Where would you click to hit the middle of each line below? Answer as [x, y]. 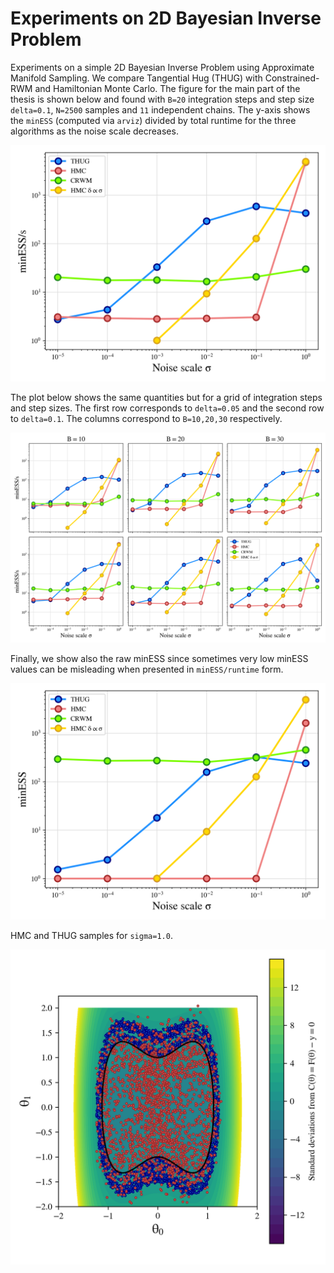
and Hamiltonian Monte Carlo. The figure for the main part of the [167, 88]
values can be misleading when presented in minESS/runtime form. [147, 669]
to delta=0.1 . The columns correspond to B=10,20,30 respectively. [146, 418]
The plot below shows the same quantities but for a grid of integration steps [166, 397]
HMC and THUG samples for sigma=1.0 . [91, 935]
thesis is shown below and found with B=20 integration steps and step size [162, 99]
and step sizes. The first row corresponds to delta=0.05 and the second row [167, 408]
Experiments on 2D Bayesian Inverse [166, 18]
